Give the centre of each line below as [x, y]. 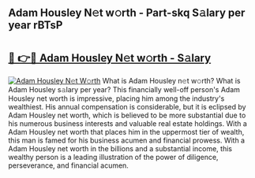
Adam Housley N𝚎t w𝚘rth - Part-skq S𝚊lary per [127, 13]
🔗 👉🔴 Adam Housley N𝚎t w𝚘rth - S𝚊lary [110, 58]
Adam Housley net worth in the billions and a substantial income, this [120, 148]
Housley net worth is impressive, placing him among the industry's [116, 98]
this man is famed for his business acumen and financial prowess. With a [127, 140]
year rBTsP [36, 26]
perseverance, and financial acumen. [68, 165]
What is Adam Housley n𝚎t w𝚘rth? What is [171, 81]
